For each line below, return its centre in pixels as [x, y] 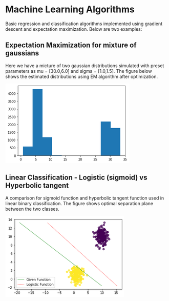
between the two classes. [33, 209]
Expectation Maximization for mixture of [71, 45]
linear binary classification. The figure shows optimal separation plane [79, 203]
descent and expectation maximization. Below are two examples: [74, 29]
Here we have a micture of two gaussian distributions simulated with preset [85, 66]
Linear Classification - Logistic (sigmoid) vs [76, 178]
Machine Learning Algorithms [70, 9]
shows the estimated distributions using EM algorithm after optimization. [82, 76]
